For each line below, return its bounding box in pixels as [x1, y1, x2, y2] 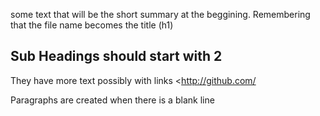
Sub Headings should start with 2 [10, 48, 223, 65]
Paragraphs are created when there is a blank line [10, 94, 215, 106]
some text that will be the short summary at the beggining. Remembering [10, 9, 311, 20]
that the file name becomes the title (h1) [10, 19, 174, 31]
